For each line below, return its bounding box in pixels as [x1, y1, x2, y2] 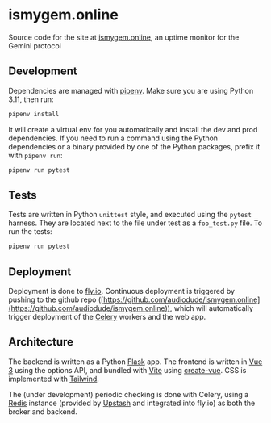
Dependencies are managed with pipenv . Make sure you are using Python [8, 86, 254, 95]
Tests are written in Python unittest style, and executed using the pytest [8, 210, 252, 220]
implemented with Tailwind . [8, 374, 99, 383]
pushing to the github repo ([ [8, 295, 104, 304]
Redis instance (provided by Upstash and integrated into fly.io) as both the [8, 398, 256, 408]
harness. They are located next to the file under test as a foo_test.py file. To [8, 218, 263, 228]
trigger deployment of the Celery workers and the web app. [8, 312, 206, 321]
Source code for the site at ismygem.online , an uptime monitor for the [8, 32, 240, 42]
